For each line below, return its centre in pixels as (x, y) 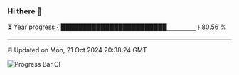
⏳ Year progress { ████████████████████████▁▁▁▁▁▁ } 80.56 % (117, 27)
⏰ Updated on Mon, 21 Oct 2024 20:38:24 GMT (77, 50)
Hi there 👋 (25, 11)
